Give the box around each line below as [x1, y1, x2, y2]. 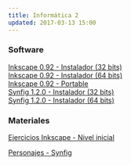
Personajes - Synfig [8, 148, 72, 157]
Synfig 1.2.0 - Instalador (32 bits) [8, 87, 115, 96]
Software [8, 45, 45, 56]
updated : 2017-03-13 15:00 [8, 19, 96, 27]
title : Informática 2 [8, 11, 79, 20]
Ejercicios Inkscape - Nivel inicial [8, 133, 115, 142]
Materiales [8, 115, 50, 126]
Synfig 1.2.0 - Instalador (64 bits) [8, 95, 115, 105]
